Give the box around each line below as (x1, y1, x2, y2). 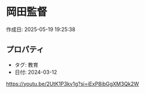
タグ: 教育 (14, 61, 39, 68)
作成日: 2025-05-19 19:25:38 (6, 26, 76, 33)
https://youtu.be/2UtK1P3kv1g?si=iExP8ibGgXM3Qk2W (6, 80, 139, 87)
